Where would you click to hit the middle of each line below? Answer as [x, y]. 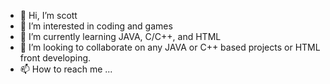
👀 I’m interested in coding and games [96, 26]
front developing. [55, 58]
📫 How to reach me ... [66, 69]
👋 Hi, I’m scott [48, 15]
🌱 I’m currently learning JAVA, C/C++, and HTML [120, 36]
